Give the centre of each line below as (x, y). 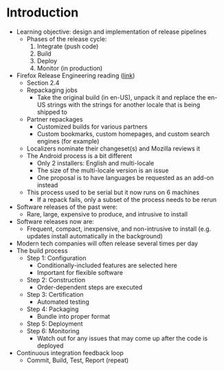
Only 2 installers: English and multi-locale (96, 163)
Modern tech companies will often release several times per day (107, 243)
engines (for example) (68, 141)
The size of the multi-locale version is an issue (103, 170)
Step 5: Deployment (55, 324)
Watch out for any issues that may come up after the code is (122, 338)
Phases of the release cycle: (67, 38)
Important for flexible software (80, 272)
